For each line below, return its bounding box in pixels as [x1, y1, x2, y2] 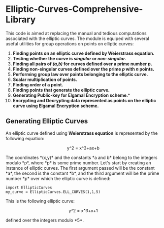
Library [5, 14, 36, 25]
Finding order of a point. [12, 81, 64, 87]
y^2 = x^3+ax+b [66, 145, 100, 151]
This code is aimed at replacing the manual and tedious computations [5, 30, 147, 36]
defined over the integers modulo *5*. [5, 217, 84, 223]
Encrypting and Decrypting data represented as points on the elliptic [12, 97, 157, 103]
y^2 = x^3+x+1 [68, 207, 98, 213]
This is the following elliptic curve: [5, 198, 75, 204]
